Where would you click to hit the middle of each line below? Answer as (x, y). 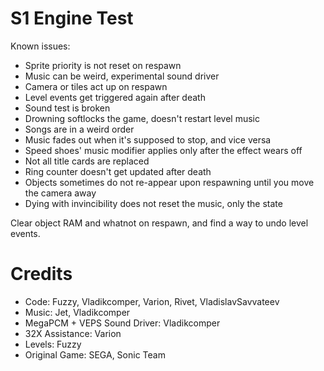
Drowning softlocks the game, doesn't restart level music (142, 118)
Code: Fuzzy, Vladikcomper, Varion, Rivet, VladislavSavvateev (152, 301)
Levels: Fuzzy (53, 344)
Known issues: (40, 46)
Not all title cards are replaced (87, 161)
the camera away (60, 193)
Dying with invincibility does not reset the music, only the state (153, 203)
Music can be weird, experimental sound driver (122, 76)
